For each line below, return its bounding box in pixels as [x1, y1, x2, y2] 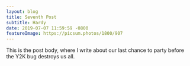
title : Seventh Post [6, 14, 57, 20]
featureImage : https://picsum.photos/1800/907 [6, 31, 123, 37]
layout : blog [6, 8, 38, 15]
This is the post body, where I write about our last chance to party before [6, 47, 185, 54]
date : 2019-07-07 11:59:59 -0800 [6, 25, 89, 31]
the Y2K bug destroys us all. [6, 53, 75, 60]
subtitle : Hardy [6, 19, 46, 25]
